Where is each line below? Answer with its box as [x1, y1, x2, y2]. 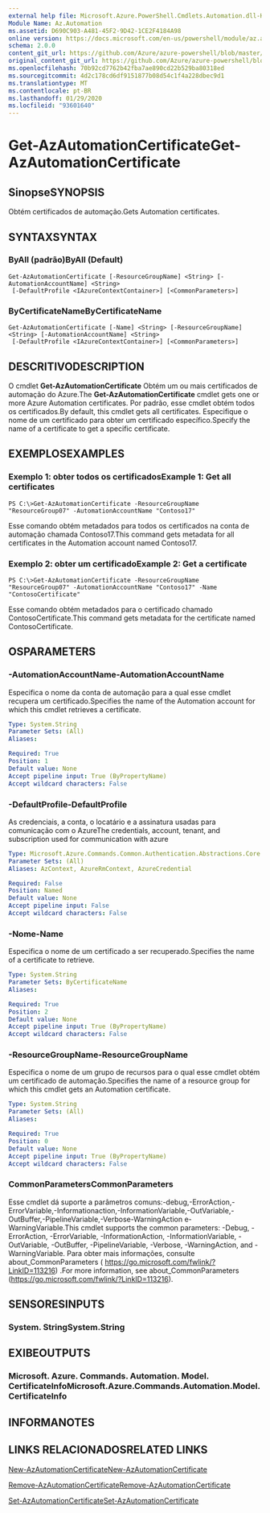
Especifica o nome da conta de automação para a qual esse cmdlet [8, 687, 231, 697]
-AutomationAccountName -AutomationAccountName [8, 669, 225, 681]
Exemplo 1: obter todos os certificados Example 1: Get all [8, 471, 231, 483]
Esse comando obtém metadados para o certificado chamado [8, 604, 213, 614]
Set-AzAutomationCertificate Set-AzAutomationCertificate [8, 1495, 199, 1505]
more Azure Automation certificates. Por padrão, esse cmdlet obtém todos [8, 398, 256, 408]
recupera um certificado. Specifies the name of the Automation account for [8, 696, 256, 706]
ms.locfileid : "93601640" [8, 102, 95, 110]
